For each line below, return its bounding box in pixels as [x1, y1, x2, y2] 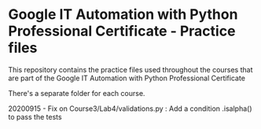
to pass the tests [8, 112, 62, 121]
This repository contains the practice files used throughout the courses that [8, 64, 253, 74]
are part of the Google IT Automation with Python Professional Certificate [8, 73, 246, 83]
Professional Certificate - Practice [8, 22, 236, 40]
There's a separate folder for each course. [8, 88, 145, 98]
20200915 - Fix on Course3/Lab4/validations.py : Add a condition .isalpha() [8, 104, 253, 113]
